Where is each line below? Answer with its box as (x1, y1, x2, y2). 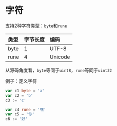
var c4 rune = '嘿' (5, 107, 46, 112)
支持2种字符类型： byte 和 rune (5, 23, 67, 29)
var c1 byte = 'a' (5, 88, 45, 93)
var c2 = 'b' (5, 93, 33, 98)
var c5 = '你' (5, 112, 35, 117)
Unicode (49, 53, 70, 60)
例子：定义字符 (5, 78, 37, 84)
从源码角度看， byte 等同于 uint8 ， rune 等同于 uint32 (5, 67, 112, 73)
